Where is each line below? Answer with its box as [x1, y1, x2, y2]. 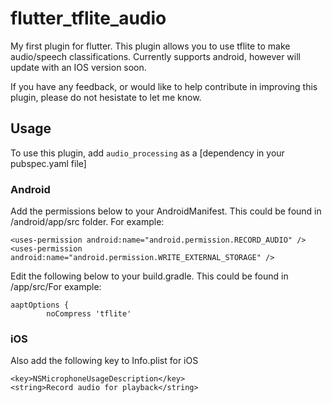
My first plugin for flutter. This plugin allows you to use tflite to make [10, 40, 291, 52]
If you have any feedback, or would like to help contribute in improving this [10, 80, 318, 92]
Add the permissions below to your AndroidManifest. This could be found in [10, 205, 322, 217]
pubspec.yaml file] [10, 157, 87, 169]
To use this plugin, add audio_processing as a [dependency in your [10, 147, 285, 159]
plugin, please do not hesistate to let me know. [10, 91, 202, 103]
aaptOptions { [10, 300, 70, 311]
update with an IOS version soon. [10, 61, 147, 73]
